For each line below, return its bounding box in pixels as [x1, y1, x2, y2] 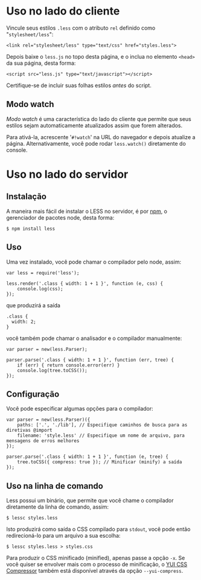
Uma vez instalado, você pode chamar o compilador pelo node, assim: [6, 258, 182, 266]
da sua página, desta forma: [6, 59, 76, 67]
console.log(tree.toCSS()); [17, 367, 88, 373]
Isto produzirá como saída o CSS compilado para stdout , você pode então [6, 526, 191, 533]
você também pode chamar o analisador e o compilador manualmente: [6, 334, 182, 342]
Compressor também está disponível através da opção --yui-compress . [6, 567, 183, 575]
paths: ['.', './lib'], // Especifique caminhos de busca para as [17, 422, 188, 428]
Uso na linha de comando [6, 481, 104, 491]
